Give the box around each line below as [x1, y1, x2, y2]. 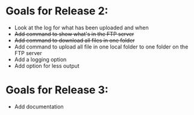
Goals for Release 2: [5, 4, 108, 18]
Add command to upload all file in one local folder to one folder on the [14, 43, 189, 50]
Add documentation [14, 103, 64, 110]
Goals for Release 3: [5, 83, 109, 97]
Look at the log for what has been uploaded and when [14, 24, 149, 31]
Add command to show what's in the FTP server [14, 30, 134, 37]
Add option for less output [14, 62, 80, 69]
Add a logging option [14, 56, 67, 63]
